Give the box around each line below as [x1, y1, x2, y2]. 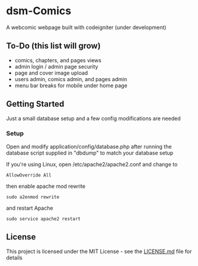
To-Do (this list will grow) [6, 41, 101, 51]
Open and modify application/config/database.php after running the [6, 143, 172, 150]
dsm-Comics [6, 4, 72, 18]
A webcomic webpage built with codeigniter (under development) [6, 24, 167, 31]
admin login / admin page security [14, 63, 98, 70]
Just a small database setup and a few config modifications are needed [6, 114, 181, 122]
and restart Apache [6, 204, 53, 211]
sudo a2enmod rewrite [6, 194, 60, 200]
